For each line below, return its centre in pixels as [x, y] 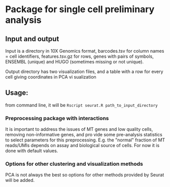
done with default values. [32, 151]
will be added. [20, 180]
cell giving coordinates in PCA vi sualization [51, 77]
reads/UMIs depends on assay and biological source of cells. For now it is [82, 145]
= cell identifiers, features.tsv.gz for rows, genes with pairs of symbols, [79, 56]
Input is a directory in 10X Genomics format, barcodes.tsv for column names [85, 51]
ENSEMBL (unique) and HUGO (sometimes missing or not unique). [74, 62]
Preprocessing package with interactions [57, 118]
